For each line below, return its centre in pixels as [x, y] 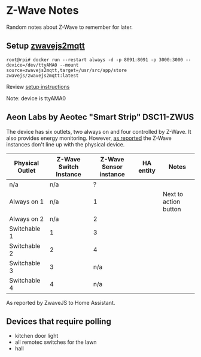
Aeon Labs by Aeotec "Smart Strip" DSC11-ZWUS [100, 117]
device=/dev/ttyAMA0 [32, 65]
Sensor [112, 167]
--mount [69, 65]
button [172, 209]
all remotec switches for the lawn [56, 342]
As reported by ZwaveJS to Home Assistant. [61, 302]
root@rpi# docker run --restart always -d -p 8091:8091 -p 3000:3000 [95, 60]
